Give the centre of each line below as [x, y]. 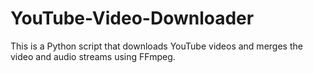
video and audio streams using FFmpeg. [93, 56]
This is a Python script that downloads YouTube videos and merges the [156, 46]
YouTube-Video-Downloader [132, 18]
